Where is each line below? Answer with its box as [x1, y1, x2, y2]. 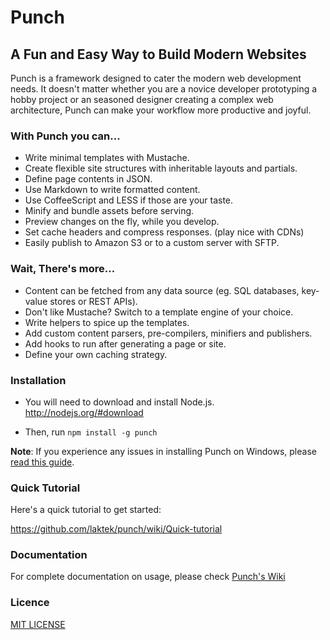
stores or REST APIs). [49, 295, 138, 307]
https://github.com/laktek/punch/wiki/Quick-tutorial [10, 523, 223, 535]
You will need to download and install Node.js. [24, 396, 215, 408]
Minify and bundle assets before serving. [24, 205, 195, 217]
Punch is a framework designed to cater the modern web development [10, 72, 302, 84]
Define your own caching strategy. [24, 348, 168, 360]
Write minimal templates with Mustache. [24, 152, 190, 164]
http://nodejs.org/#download [24, 406, 144, 418]
